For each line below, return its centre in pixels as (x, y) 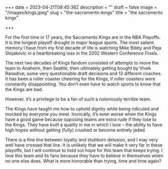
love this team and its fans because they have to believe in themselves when (84, 155)
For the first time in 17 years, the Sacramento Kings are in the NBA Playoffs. (83, 37)
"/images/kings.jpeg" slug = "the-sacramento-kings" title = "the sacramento (84, 12)
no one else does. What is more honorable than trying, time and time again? (83, 161)
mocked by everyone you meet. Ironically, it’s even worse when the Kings (81, 114)
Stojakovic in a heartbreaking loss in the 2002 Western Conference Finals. (82, 53)
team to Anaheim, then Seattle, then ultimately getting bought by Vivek (78, 68)
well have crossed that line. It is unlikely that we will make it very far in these (84, 145)
